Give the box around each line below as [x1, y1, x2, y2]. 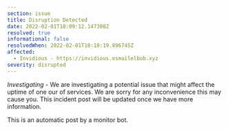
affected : [7, 49, 36, 56]
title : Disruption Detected [7, 17, 88, 23]
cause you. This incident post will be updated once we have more [7, 94, 194, 103]
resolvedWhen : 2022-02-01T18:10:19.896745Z [7, 42, 134, 49]
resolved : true [7, 29, 51, 37]
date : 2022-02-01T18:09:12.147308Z [7, 23, 110, 30]
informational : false [7, 36, 70, 43]
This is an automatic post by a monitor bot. [7, 115, 129, 124]
